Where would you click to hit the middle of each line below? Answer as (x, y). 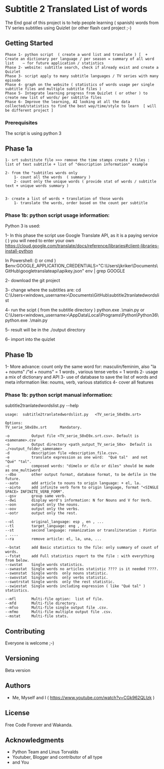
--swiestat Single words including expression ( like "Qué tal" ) (75, 586)
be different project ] (29, 110)
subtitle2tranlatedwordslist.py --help (42, 406)
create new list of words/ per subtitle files (53, 97)
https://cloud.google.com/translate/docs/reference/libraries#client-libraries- (82, 246)
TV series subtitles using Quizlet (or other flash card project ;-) (68, 27)
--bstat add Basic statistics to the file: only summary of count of (82, 548)
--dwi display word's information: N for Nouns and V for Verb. (79, 500)
